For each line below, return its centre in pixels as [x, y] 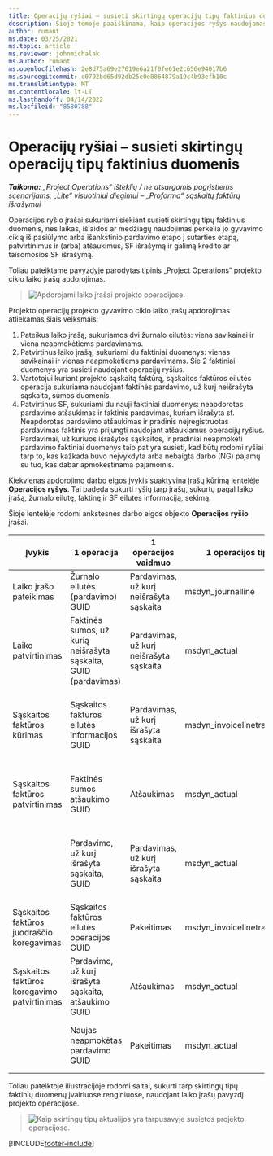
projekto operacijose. [44, 1103]
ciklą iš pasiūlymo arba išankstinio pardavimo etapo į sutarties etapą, [124, 238]
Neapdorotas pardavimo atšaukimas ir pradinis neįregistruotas [124, 422]
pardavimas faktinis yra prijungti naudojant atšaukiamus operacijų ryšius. [142, 430]
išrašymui [25, 204]
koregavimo [35, 992]
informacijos [94, 735]
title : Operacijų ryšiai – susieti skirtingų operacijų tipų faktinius [132, 16]
